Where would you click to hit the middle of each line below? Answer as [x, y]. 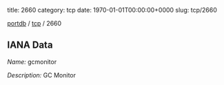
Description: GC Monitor [41, 75]
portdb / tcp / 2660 [34, 23]
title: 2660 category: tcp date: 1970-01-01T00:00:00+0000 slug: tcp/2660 [112, 10]
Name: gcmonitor [32, 62]
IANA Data [30, 45]
